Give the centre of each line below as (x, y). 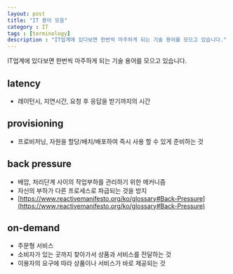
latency (24, 83)
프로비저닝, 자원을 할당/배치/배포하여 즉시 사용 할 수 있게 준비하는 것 (110, 141)
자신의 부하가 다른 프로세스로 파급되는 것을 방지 (82, 190)
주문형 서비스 (35, 246)
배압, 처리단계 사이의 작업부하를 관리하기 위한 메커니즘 (92, 182)
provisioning (35, 124)
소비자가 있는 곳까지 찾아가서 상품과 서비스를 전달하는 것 (94, 254)
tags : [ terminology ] (39, 33)
